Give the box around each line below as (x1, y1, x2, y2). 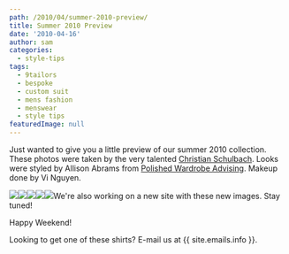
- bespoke (17, 79, 53, 88)
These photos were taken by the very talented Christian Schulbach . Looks (9, 154, 278, 164)
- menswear (17, 104, 57, 112)
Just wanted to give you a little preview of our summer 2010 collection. (9, 144, 267, 155)
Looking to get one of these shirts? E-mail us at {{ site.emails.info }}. (9, 235, 258, 244)
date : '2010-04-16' (9, 29, 81, 38)
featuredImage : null (9, 120, 86, 129)
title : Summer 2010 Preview (9, 21, 113, 30)
